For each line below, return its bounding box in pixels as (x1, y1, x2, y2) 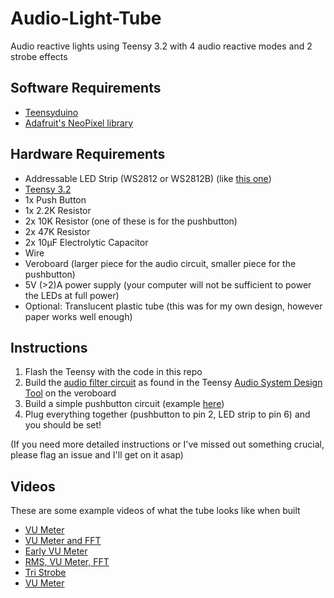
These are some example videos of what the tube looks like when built (10, 505, 301, 517)
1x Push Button (24, 193, 87, 206)
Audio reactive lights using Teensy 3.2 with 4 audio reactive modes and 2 (10, 40, 313, 52)
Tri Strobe (24, 567, 67, 579)
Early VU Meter (24, 545, 88, 557)
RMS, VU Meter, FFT (24, 556, 110, 568)
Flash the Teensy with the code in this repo (24, 366, 203, 378)
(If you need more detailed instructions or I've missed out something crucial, (10, 438, 325, 451)
